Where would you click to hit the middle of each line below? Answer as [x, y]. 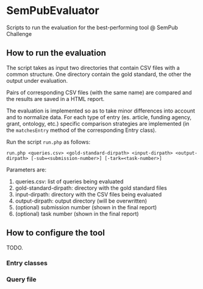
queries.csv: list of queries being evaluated [69, 181]
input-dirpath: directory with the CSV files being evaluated [88, 194]
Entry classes [27, 263]
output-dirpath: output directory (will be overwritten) [81, 201]
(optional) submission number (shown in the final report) [86, 207]
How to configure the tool [56, 233]
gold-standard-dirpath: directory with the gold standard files [91, 188]
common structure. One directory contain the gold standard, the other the [99, 74]
